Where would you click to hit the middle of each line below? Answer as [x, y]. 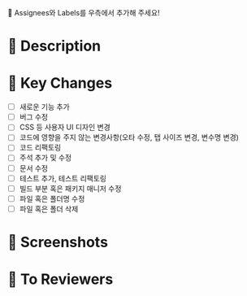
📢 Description [54, 46]
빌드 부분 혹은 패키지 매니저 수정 [70, 188]
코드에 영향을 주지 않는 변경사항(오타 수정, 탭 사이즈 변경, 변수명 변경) [129, 137]
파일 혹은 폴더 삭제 [49, 209]
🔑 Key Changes [60, 83]
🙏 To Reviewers [61, 279]
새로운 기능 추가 [44, 107]
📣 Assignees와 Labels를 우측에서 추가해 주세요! [84, 13]
